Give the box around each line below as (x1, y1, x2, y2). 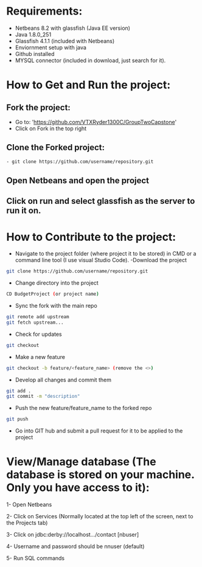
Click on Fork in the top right (15, 125, 87, 132)
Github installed (15, 50, 55, 57)
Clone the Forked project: (6, 142, 105, 153)
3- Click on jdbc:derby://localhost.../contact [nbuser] (6, 531, 139, 538)
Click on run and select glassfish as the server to (6, 196, 195, 206)
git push (6, 416, 29, 422)
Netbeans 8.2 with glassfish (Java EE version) (15, 24, 131, 32)
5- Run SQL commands (6, 555, 65, 562)
